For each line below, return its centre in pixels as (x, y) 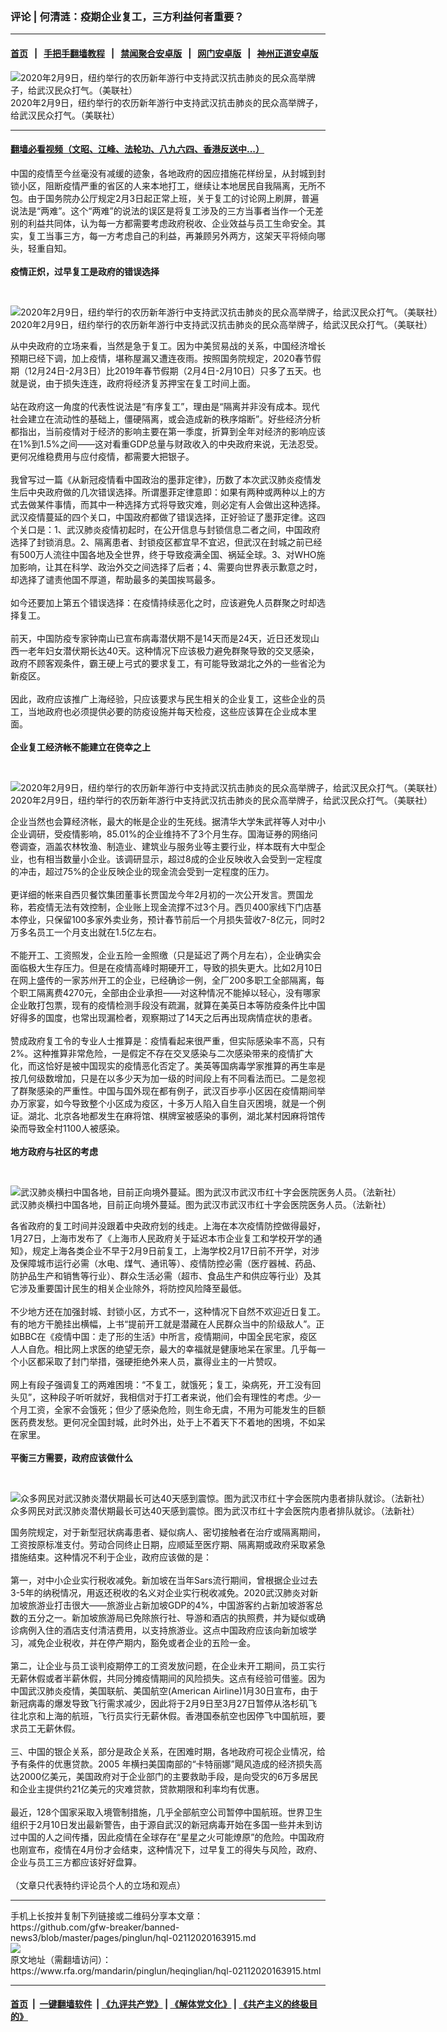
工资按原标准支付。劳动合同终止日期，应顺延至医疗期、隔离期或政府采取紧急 (168, 1544)
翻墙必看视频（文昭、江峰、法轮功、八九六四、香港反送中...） (137, 149)
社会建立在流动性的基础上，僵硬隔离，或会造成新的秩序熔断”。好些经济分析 (166, 419)
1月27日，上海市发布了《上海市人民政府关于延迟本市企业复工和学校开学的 (162, 1238)
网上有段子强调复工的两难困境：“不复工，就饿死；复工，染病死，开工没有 (161, 1384)
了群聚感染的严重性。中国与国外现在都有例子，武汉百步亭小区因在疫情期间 (163, 1090)
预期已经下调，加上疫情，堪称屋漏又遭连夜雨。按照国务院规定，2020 (152, 358)
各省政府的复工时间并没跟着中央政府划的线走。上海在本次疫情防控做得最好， (168, 1225)
